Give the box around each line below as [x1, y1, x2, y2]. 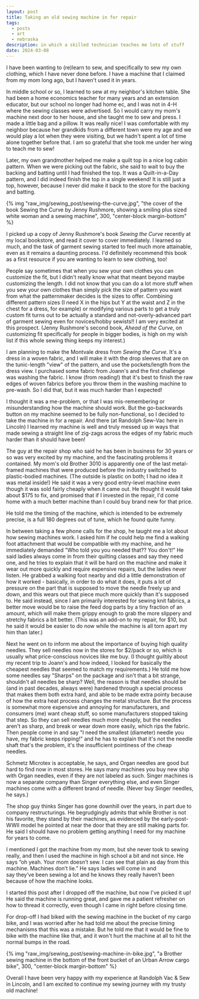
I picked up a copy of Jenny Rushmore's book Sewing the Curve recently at [6, 230, 191, 237]
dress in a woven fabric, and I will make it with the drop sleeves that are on [6, 354, 189, 362]
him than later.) [6, 628, 43, 636]
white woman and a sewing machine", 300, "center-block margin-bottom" [6, 212, 187, 219]
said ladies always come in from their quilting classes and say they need [6, 552, 183, 560]
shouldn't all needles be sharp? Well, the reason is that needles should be [6, 678, 187, 685]
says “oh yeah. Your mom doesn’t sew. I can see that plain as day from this [6, 858, 189, 866]
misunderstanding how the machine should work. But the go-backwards [6, 404, 183, 411]
